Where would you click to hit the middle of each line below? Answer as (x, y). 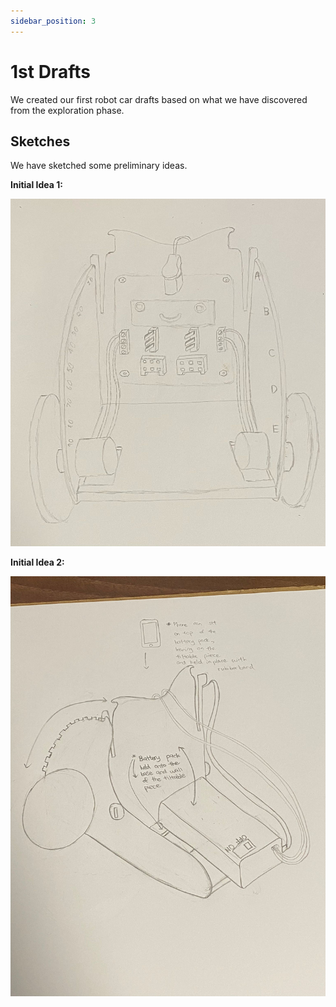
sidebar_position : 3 (53, 21)
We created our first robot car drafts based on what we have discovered (159, 99)
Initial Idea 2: (37, 562)
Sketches (40, 141)
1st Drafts (50, 71)
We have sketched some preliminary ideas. (99, 166)
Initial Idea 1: (36, 185)
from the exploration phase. (67, 110)
